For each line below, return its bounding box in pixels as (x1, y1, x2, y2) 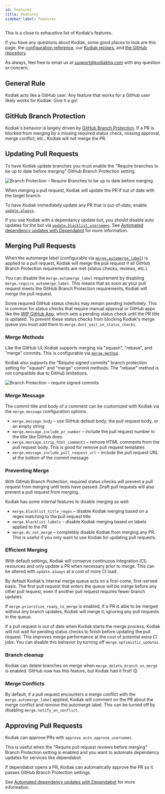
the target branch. (5, 192, 42, 198)
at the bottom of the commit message (12, 455, 89, 461)
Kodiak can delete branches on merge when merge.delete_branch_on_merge (5, 663, 158, 669)
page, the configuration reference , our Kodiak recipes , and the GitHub (5, 45, 147, 51)
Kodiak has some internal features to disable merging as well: (5, 499, 130, 504)
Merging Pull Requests (5, 242, 76, 250)
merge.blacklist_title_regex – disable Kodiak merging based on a (12, 508, 148, 514)
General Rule (5, 79, 46, 87)
